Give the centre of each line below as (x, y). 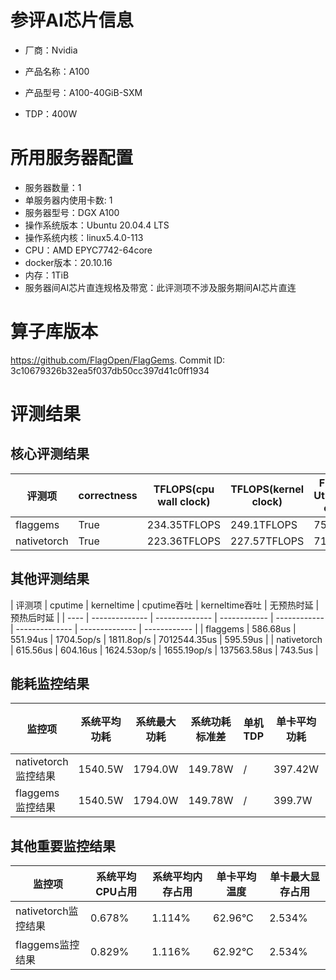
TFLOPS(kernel (267, 489)
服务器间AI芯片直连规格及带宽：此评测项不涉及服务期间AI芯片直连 (160, 287)
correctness (108, 495)
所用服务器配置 (72, 158)
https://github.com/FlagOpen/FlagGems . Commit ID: (118, 360)
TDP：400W (51, 113)
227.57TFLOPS (267, 541)
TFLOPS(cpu (184, 489)
